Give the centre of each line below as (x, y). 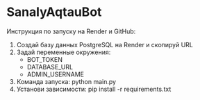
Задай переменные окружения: (64, 52)
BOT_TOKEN (45, 59)
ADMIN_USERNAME (56, 74)
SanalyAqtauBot (54, 12)
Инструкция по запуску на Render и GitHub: (71, 31)
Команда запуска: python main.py (66, 81)
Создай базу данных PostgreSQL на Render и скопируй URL (105, 44)
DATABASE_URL (50, 67)
